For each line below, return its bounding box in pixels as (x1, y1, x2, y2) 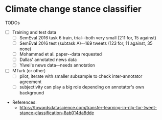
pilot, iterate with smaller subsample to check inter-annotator (19, 73, 143, 79)
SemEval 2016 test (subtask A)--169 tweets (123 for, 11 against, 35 (19, 40, 153, 46)
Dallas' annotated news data (19, 57, 77, 62)
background (19, 90, 44, 95)
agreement (19, 79, 42, 85)
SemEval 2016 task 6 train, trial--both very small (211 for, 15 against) (19, 35, 157, 40)
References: (12, 99, 37, 105)
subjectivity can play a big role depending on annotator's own (19, 84, 144, 90)
